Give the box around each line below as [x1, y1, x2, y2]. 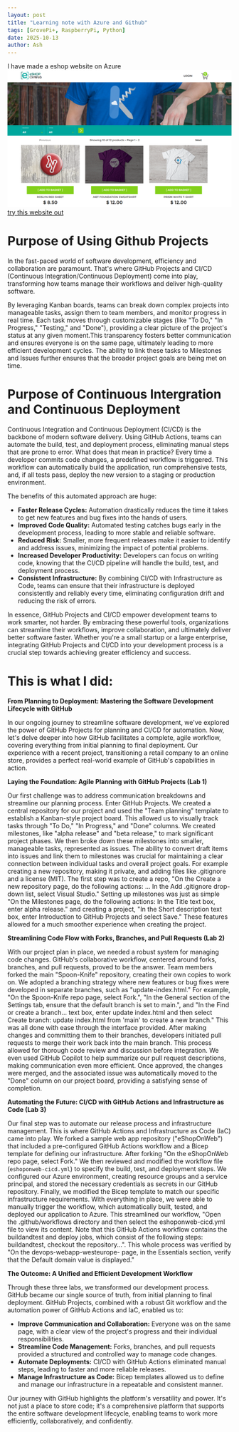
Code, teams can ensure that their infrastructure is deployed [17, 581, 195, 589]
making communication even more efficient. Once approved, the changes [7, 1061, 223, 1069]
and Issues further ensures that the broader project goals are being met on [7, 354, 227, 362]
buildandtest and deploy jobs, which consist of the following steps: [7, 1232, 203, 1241]
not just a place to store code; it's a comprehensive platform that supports [7, 1401, 225, 1410]
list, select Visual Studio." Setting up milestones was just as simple [25, 890, 221, 898]
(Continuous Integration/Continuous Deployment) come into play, [7, 272, 198, 280]
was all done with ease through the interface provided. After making [7, 1023, 207, 1031]
